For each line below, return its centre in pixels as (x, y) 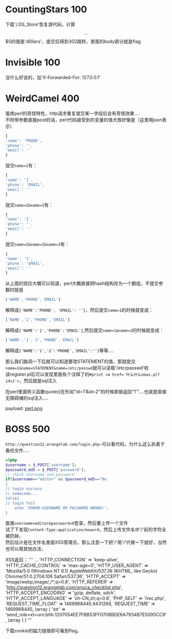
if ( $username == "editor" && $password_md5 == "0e (56, 479)
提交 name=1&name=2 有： (30, 205)
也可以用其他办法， (26, 549)
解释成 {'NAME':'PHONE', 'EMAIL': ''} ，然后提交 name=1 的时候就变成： (79, 310)
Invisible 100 (33, 62)
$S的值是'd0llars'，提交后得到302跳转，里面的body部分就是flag (73, 41)
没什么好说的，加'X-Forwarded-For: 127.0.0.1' (53, 77)
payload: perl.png (24, 408)
